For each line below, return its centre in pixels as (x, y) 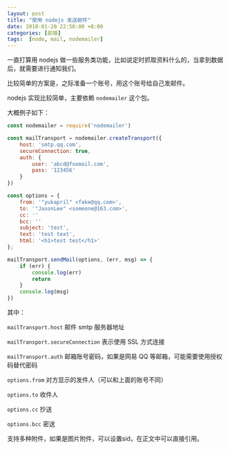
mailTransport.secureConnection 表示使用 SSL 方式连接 (86, 342)
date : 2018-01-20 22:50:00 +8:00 (55, 26)
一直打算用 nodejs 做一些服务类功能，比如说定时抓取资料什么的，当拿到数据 (115, 60)
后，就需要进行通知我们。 (44, 68)
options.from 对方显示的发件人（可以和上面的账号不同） (87, 380)
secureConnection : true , (55, 151)
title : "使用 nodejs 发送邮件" (49, 20)
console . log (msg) (45, 292)
